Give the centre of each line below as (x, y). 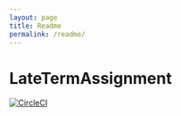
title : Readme (36, 26)
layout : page (33, 17)
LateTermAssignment (90, 78)
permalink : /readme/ (48, 34)
